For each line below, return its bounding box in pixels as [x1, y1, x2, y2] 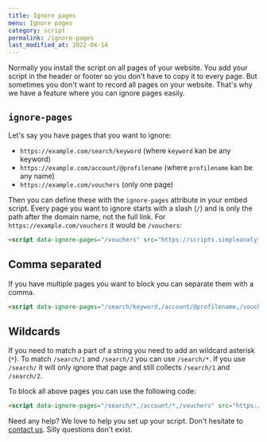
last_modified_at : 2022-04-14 [8, 41, 109, 49]
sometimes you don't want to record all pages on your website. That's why [8, 80, 253, 90]
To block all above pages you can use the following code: [8, 386, 196, 396]
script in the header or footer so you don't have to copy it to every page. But [8, 72, 257, 81]
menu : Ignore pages [8, 19, 73, 27]
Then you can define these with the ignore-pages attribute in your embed [8, 195, 248, 204]
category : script [8, 26, 66, 34]
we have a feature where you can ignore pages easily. [8, 88, 185, 98]
